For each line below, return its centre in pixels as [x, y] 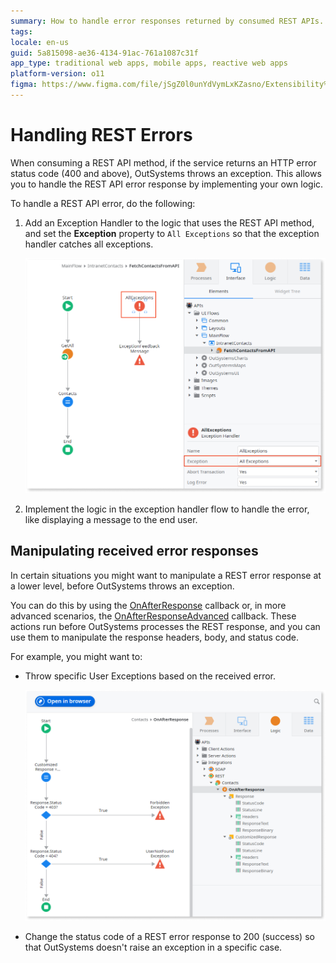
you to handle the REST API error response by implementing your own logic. [167, 184]
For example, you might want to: [76, 656]
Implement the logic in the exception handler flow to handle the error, [167, 509]
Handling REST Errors [101, 135]
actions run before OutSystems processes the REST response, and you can [165, 626]
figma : [24, 85]
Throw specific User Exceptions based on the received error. [150, 676]
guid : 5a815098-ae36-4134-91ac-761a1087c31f [104, 53]
